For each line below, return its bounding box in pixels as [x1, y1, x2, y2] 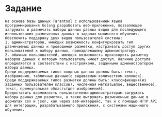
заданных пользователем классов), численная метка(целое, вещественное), [5, 82, 158, 87]
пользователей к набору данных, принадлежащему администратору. [5, 48, 138, 53]
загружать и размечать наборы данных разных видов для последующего [5, 27, 146, 32]
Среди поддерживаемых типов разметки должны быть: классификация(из [5, 78, 146, 82]
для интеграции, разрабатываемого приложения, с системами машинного [5, 103, 149, 108]
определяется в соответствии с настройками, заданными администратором [5, 61, 153, 65]
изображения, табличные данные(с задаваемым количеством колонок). [5, 73, 145, 78]
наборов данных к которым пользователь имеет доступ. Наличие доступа [5, 56, 151, 62]
